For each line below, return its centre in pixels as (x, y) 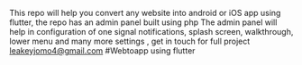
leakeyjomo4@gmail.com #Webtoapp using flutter (102, 51)
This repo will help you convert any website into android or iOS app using (145, 13)
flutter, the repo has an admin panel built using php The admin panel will (143, 22)
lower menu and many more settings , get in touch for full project (130, 41)
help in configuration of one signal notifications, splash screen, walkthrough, (151, 32)
